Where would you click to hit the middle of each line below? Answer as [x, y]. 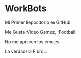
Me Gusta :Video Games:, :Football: [41, 32]
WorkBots [26, 9]
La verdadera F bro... [26, 51]
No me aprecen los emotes [32, 41]
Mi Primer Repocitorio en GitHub [38, 22]
